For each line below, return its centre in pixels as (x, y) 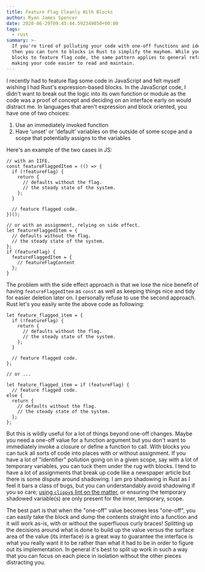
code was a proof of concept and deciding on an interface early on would (99, 100)
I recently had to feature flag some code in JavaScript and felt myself (93, 81)
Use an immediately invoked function (62, 125)
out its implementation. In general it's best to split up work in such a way (97, 549)
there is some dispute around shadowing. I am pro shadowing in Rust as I (98, 479)
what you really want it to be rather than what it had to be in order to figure (100, 543)
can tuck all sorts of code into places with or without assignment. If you (96, 453)
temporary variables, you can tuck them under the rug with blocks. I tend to (101, 466)
